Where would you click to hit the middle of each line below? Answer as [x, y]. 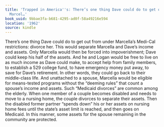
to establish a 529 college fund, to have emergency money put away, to [77, 68]
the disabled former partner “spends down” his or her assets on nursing [77, 104]
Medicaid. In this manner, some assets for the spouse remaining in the [76, 114]
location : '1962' [23, 23]
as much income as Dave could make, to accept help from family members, [81, 63]
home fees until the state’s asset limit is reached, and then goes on [72, 109]
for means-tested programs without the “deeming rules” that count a [74, 83]
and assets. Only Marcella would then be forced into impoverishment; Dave [81, 52]
